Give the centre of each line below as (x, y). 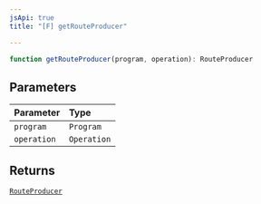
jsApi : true (32, 18)
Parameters (43, 87)
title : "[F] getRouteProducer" (68, 26)
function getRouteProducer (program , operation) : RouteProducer (131, 59)
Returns (33, 170)
